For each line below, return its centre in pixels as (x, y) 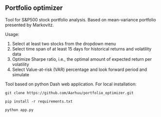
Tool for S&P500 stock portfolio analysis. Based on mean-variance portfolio (81, 19)
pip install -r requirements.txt (39, 101)
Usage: (12, 34)
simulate (20, 74)
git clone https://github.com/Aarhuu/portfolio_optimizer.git (69, 93)
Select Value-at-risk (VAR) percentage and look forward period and (80, 69)
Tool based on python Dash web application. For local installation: (71, 84)
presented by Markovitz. (29, 25)
